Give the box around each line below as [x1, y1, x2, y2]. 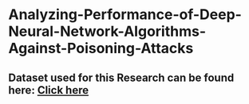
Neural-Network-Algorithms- [8, 22, 207, 40]
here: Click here [8, 83, 89, 97]
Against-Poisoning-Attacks [8, 40, 194, 57]
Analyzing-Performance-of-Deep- [8, 6, 242, 24]
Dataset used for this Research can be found [8, 71, 235, 84]
